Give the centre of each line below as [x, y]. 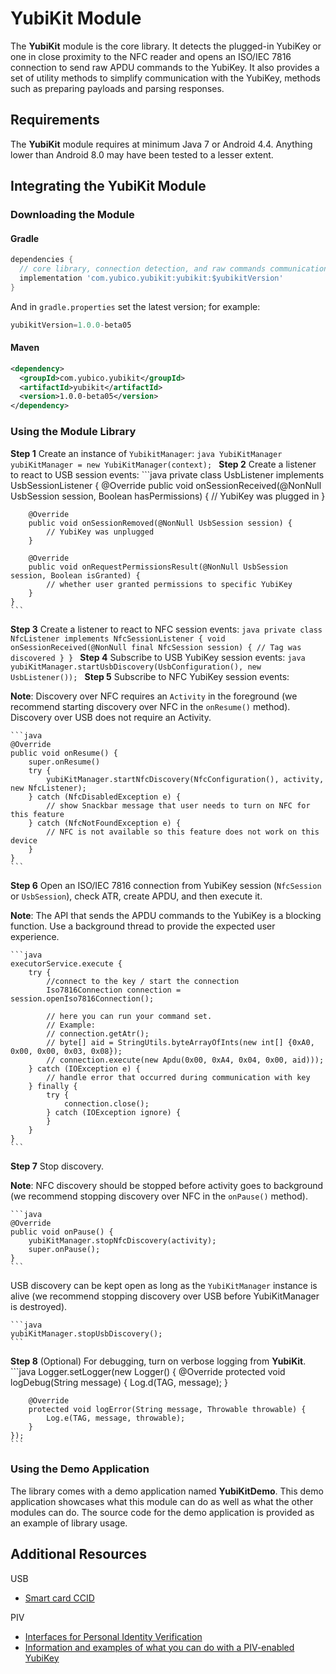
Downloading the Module [72, 215]
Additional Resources [78, 1554]
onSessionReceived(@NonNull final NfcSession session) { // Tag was [156, 647]
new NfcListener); [48, 788]
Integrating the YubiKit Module [108, 186]
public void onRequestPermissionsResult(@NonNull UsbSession [158, 567]
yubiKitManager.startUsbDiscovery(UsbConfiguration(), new [136, 667]
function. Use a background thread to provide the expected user [143, 926]
